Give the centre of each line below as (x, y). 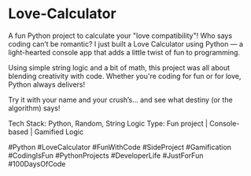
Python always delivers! (46, 84)
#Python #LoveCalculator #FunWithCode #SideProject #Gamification (120, 147)
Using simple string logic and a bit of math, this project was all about (119, 67)
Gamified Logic (59, 132)
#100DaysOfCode (37, 163)
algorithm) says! (34, 108)
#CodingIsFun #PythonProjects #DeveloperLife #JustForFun (106, 155)
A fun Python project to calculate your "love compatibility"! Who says (120, 36)
